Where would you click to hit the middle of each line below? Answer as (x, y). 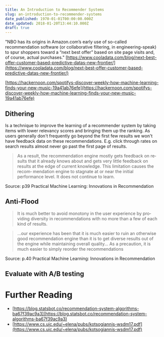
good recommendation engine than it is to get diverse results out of (85, 238)
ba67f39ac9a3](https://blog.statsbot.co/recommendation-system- (80, 314)
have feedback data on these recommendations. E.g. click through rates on (81, 141)
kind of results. (32, 224)
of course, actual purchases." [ (36, 57)
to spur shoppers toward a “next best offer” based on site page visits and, (80, 52)
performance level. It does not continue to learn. (66, 177)
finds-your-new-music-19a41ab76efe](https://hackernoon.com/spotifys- (79, 88)
